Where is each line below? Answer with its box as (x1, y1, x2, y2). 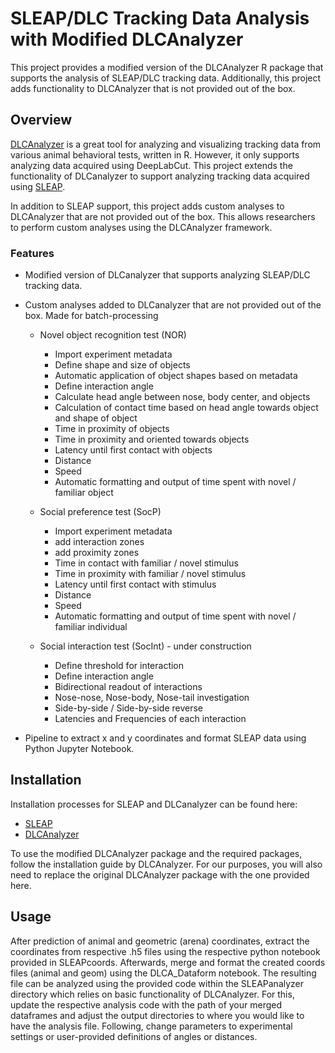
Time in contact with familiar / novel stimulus (54, 557, 239, 569)
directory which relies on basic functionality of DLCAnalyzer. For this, (10, 988, 295, 1000)
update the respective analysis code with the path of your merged (10, 998, 283, 1011)
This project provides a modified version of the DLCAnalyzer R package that (10, 61, 324, 73)
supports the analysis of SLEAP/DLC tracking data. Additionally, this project (10, 72, 322, 84)
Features (10, 246, 55, 260)
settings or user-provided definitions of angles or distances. (10, 1030, 258, 1042)
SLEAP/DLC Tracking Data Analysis (10, 7, 310, 30)
